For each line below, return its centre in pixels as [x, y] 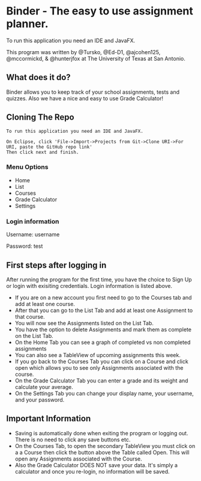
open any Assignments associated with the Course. [78, 459]
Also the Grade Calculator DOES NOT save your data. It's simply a [96, 465]
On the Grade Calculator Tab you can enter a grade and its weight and [101, 381]
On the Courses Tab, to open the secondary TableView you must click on [105, 446]
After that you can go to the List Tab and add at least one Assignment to [104, 310]
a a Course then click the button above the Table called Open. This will [102, 452]
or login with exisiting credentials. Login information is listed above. [89, 286]
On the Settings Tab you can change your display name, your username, [104, 393]
